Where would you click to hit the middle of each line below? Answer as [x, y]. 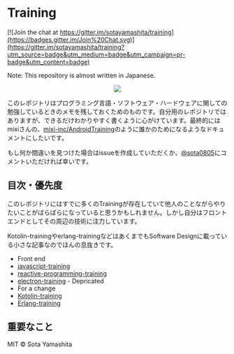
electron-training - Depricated [60, 281]
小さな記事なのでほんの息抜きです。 [65, 244]
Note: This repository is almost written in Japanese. [81, 75]
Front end [31, 258]
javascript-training [44, 266]
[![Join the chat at [33, 32]
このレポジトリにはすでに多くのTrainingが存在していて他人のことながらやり [117, 203]
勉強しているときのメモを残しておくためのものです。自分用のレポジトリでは [117, 111]
